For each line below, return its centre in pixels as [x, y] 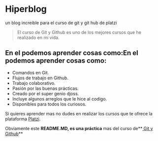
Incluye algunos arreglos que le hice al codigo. [60, 99]
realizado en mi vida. [38, 37]
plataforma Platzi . [23, 119]
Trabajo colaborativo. [34, 83]
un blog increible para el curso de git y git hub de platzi [61, 23]
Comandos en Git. [31, 72]
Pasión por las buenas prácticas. [45, 88]
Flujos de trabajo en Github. [40, 78]
